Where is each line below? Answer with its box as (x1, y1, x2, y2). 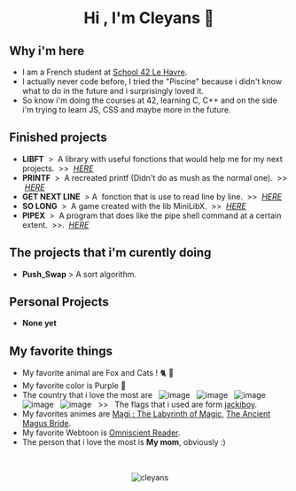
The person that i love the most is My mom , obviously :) (21, 437, 226, 448)
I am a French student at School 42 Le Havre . (21, 66, 188, 77)
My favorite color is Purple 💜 (21, 380, 127, 391)
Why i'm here (9, 43, 85, 58)
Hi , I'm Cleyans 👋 (83, 8, 214, 28)
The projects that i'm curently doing (9, 245, 212, 261)
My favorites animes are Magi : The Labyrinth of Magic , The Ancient (21, 409, 271, 419)
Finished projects (9, 130, 108, 145)
